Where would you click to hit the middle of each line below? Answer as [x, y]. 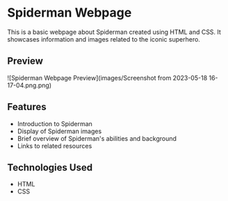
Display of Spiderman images [59, 131]
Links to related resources [55, 146]
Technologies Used [50, 167]
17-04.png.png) [30, 85]
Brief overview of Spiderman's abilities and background [97, 138]
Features [27, 107]
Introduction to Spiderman [55, 123]
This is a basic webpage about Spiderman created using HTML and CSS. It [114, 32]
